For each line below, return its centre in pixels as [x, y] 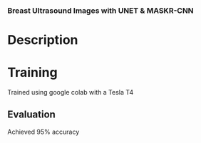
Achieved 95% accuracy [43, 132]
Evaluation [31, 115]
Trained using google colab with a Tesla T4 [71, 92]
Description [43, 40]
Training [33, 73]
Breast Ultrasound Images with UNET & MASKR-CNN [100, 11]
